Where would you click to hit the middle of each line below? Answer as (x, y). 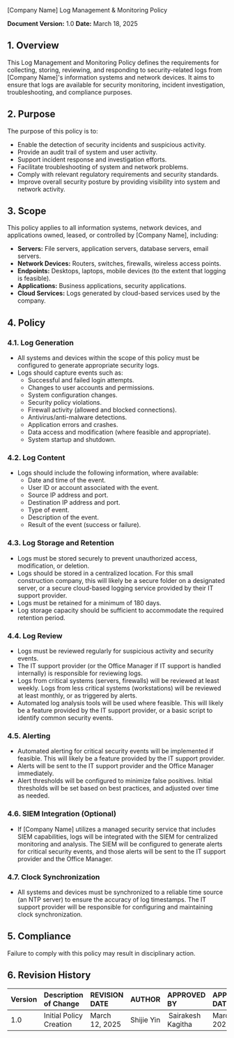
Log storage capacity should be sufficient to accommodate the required (120, 610)
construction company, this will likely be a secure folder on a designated (121, 580)
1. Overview (33, 46)
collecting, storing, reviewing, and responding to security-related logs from (115, 70)
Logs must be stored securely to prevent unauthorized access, (107, 558)
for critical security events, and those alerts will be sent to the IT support (122, 851)
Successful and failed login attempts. (81, 380)
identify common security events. (65, 718)
